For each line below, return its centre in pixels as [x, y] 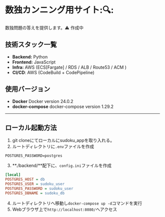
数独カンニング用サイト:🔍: [59, 10]
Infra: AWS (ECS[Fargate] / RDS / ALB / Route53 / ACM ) [69, 67]
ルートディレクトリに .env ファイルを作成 [53, 147]
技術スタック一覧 [31, 45]
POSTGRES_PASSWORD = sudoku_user [39, 189]
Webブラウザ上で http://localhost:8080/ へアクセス [65, 209]
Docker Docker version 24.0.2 [43, 101]
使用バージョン [28, 89]
